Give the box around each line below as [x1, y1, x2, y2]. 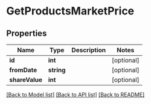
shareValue [9, 76, 43, 84]
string [48, 66, 66, 74]
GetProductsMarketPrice [6, 4, 135, 18]
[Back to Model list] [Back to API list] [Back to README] [6, 91, 145, 98]
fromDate [9, 66, 37, 74]
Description [71, 46, 106, 54]
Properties [6, 28, 47, 38]
